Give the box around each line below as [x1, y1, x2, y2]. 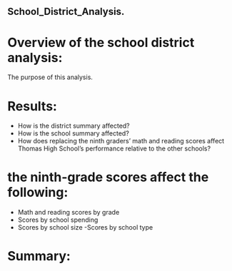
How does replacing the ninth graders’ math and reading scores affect [17, 137, 225, 145]
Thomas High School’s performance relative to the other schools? [17, 144, 211, 153]
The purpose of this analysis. [7, 73, 93, 81]
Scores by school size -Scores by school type [17, 223, 153, 232]
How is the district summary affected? [17, 121, 130, 131]
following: [7, 185, 69, 200]
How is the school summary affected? [17, 129, 130, 138]
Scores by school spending [17, 215, 99, 224]
